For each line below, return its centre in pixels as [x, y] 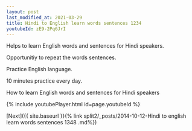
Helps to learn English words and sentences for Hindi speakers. [85, 46]
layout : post [23, 12]
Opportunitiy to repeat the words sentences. [61, 57]
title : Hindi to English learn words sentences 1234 [74, 23]
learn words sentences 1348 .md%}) [52, 123]
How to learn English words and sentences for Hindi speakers [83, 93]
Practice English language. [39, 69]
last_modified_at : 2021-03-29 [44, 18]
